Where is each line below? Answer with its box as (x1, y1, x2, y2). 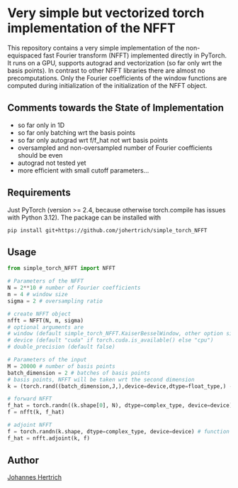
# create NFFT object (7, 310, 72, 318)
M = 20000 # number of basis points (7, 362, 115, 370)
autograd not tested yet (17, 158, 86, 167)
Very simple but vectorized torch (7, 5, 205, 21)
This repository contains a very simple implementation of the (7, 43, 185, 52)
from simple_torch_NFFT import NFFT (7, 265, 115, 272)
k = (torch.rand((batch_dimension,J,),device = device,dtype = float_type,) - (7, 382, 233, 390)
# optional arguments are (7, 323, 84, 331)
